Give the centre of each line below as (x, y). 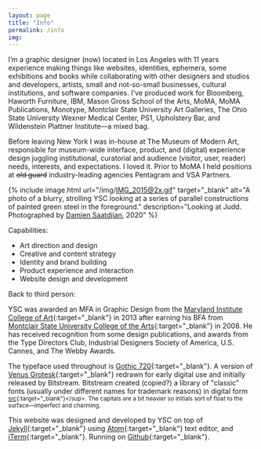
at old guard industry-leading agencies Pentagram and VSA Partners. (120, 175)
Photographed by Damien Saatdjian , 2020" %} (83, 215)
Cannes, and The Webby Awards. (62, 351)
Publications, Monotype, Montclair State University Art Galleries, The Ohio (128, 110)
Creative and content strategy (67, 254)
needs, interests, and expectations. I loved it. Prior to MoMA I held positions (130, 166)
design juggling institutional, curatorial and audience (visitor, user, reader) (127, 159)
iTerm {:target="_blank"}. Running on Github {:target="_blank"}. (109, 437)
